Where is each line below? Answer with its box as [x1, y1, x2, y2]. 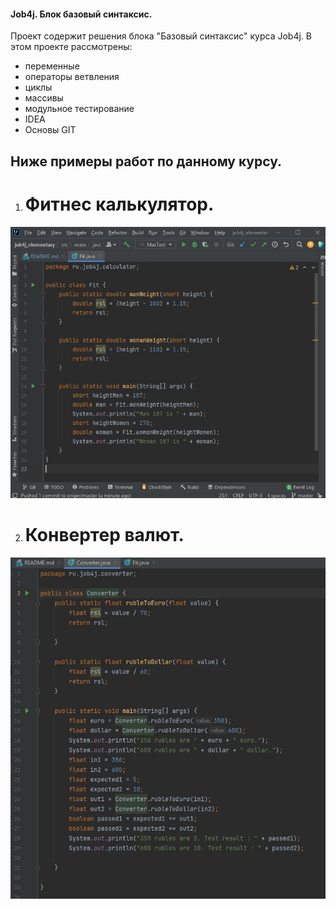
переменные [24, 60, 80, 72]
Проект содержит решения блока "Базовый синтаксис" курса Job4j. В [10, 30, 312, 42]
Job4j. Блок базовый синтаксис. [10, 8, 153, 20]
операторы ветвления [24, 71, 120, 83]
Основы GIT [24, 124, 77, 136]
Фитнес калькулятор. [24, 193, 215, 215]
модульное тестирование [24, 103, 135, 115]
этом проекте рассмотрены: [10, 41, 133, 53]
